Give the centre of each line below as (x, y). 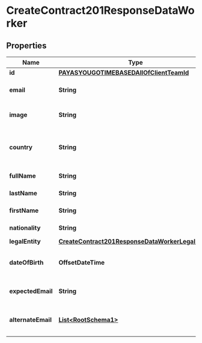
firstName (24, 210)
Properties (26, 46)
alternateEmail (31, 320)
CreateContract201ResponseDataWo (101, 11)
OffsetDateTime (82, 263)
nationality (25, 228)
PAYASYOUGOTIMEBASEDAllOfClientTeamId (124, 73)
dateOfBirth (26, 263)
